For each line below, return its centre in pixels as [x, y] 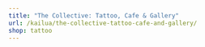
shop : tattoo [30, 30]
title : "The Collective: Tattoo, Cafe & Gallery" [94, 16]
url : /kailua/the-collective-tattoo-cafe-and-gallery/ [103, 23]
